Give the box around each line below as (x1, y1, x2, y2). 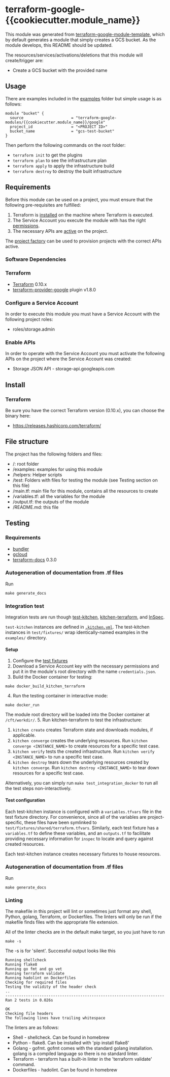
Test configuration (5, 797, 46, 803)
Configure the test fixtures (12, 658, 68, 664)
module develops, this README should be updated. (5, 42, 113, 48)
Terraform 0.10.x (12, 281, 47, 287)
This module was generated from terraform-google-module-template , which (5, 31, 165, 37)
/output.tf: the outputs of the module (12, 498, 89, 505)
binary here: (5, 413, 31, 419)
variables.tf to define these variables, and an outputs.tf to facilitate (5, 830, 151, 836)
